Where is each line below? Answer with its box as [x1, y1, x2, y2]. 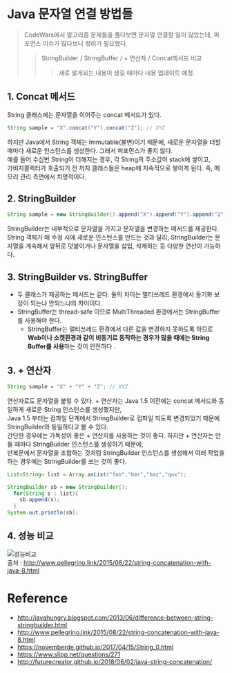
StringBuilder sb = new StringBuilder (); [7, 483, 128, 490]
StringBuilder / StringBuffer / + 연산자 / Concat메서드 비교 [41, 53, 202, 62]
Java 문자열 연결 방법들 [7, 6, 133, 22]
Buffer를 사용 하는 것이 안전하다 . [27, 342, 116, 350]
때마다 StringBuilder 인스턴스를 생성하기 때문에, [14, 440, 144, 448]
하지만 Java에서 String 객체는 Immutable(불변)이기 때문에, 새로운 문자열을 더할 [7, 138, 221, 146]
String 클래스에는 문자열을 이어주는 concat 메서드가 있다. [7, 110, 162, 118]
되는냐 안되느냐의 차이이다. [30, 299, 102, 307]
